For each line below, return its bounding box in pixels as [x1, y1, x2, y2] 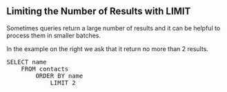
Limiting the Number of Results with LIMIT [6, 6, 191, 17]
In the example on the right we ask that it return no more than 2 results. [6, 44, 208, 53]
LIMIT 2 [50, 79, 77, 86]
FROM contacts [21, 65, 69, 73]
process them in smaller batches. [6, 31, 101, 39]
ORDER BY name [35, 72, 83, 80]
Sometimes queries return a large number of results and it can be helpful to [6, 24, 221, 32]
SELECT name [6, 58, 47, 66]
